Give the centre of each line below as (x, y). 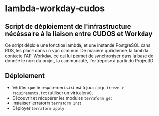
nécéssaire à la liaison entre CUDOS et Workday (79, 34)
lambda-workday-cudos (55, 8)
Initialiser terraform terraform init (47, 103)
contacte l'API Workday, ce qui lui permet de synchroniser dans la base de (79, 56)
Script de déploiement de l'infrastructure (68, 26)
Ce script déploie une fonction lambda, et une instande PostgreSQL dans (78, 45)
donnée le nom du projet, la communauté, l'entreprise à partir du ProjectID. (80, 61)
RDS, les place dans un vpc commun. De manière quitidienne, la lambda (77, 51)
